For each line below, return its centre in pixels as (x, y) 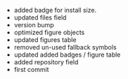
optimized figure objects (49, 32)
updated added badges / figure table (67, 55)
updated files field (40, 17)
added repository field (46, 62)
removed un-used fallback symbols (65, 47)
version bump (34, 25)
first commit (31, 70)
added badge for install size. (55, 10)
